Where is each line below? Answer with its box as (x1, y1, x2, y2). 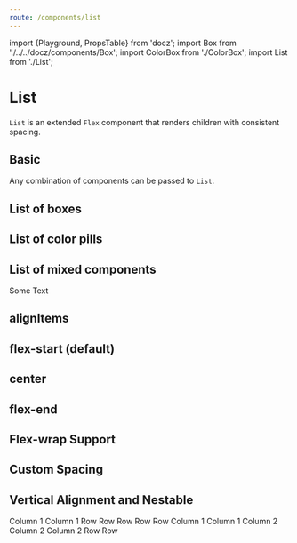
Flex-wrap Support (9, 432, 116, 447)
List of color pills (9, 232, 103, 247)
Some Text (9, 285, 49, 296)
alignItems (9, 311, 69, 326)
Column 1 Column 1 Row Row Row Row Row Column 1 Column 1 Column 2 (9, 516, 278, 527)
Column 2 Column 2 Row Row (9, 525, 118, 536)
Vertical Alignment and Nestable (9, 492, 194, 507)
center (9, 371, 47, 387)
